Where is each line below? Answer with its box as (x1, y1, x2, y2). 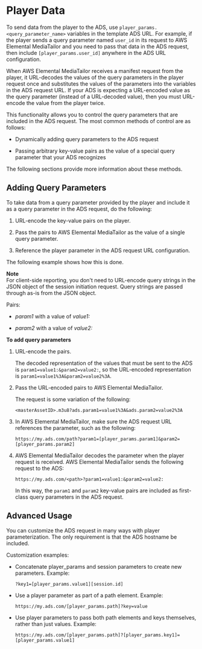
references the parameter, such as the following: (14, 424, 136, 431)
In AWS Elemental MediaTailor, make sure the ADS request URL (14, 417, 172, 425)
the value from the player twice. (26, 99, 106, 106)
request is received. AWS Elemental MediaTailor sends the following (14, 458, 184, 465)
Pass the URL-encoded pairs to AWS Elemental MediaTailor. (14, 384, 163, 391)
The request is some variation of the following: (14, 396, 131, 403)
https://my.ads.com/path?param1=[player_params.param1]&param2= (14, 435, 180, 442)
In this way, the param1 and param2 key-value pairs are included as (14, 487, 178, 494)
